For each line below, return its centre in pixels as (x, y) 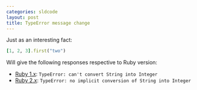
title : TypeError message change (48, 23)
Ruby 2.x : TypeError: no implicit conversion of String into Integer (103, 80)
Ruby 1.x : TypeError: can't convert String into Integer (86, 74)
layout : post (23, 17)
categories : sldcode (32, 12)
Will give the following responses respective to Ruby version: (82, 62)
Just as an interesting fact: (39, 40)
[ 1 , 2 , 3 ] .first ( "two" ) (36, 51)
